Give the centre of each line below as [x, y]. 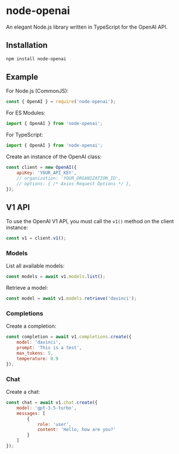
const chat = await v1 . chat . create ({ [52, 403]
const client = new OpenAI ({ [41, 168]
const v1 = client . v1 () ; [36, 238]
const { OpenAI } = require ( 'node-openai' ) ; [61, 102]
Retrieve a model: [27, 288]
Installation [27, 45]
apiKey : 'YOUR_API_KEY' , [47, 173]
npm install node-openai [36, 59]
